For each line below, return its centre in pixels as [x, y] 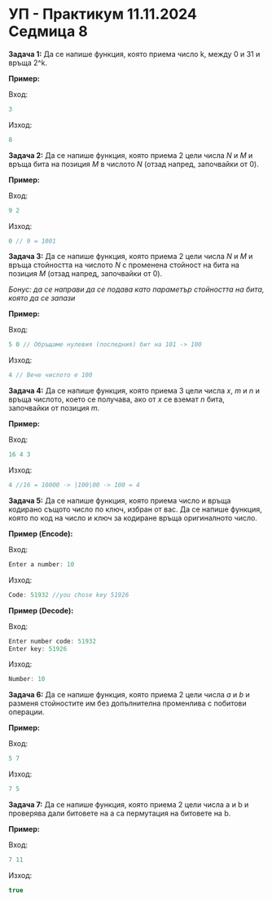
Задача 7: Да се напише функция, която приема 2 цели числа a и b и [129, 805]
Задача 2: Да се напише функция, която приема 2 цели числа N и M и [131, 155]
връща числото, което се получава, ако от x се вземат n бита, [117, 399]
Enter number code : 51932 [52, 641]
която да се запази [42, 298]
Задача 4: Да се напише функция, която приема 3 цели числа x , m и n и [134, 391]
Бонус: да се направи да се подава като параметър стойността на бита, [136, 289]
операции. [26, 712]
